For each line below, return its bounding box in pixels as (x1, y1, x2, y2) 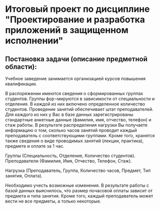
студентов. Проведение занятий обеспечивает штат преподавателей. (5, 106, 154, 112)
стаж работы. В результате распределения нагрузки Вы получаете (5, 122, 148, 128)
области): (5, 62, 37, 71)
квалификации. (5, 81, 37, 87)
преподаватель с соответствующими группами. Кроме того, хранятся (5, 133, 155, 138)
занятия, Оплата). (5, 173, 43, 179)
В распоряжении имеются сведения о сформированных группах (5, 91, 143, 96)
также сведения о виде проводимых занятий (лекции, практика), (5, 138, 144, 144)
